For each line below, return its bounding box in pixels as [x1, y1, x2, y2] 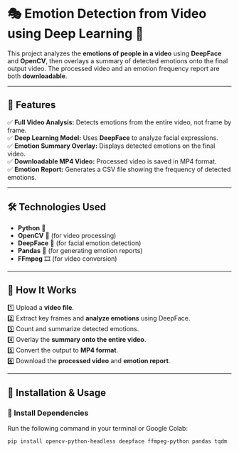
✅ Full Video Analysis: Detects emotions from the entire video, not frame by [7, 118, 232, 127]
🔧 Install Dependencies [7, 408, 89, 418]
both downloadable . [7, 72, 68, 80]
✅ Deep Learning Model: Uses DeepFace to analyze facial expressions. [7, 133, 218, 142]
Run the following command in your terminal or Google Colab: [7, 424, 188, 433]
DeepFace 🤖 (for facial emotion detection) [17, 239, 142, 247]
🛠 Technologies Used [7, 201, 107, 213]
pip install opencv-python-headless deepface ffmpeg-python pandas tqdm [7, 438, 228, 445]
